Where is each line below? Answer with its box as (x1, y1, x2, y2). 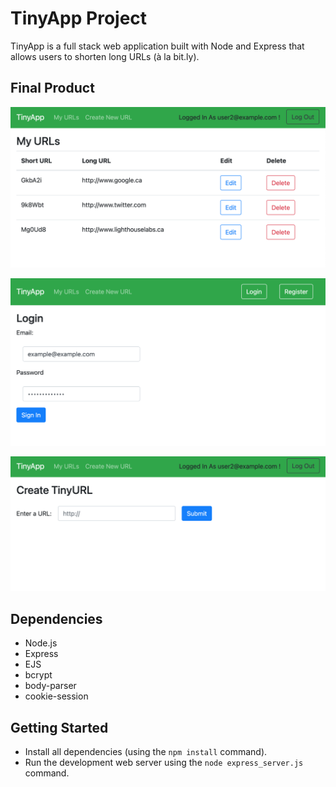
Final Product (10, 80, 95, 97)
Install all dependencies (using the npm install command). (24, 746, 268, 758)
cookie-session (24, 690, 89, 702)
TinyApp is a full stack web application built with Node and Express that (10, 40, 305, 52)
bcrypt (24, 669, 53, 681)
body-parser (24, 680, 77, 692)
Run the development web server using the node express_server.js (24, 757, 304, 769)
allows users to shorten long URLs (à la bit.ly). (10, 50, 200, 62)
